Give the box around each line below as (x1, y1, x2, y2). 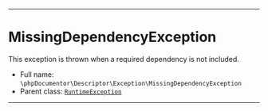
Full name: (19, 69, 54, 79)
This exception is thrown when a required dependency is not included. (8, 54, 239, 63)
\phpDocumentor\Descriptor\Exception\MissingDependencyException (19, 79, 242, 87)
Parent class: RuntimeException (19, 86, 122, 96)
